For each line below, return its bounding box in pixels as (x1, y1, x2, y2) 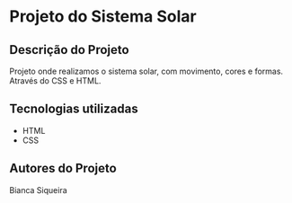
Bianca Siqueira (9, 184, 67, 195)
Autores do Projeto (9, 161, 117, 176)
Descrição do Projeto (9, 42, 129, 57)
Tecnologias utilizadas (9, 101, 138, 117)
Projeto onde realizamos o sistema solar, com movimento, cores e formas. (9, 66, 284, 76)
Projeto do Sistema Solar (9, 6, 197, 27)
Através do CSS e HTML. (9, 75, 102, 86)
